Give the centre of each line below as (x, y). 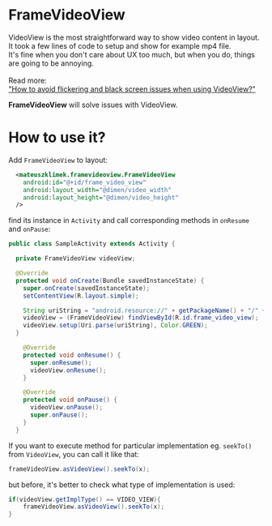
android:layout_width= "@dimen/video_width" (98, 190)
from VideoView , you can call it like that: (74, 454)
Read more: (28, 80)
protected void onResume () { (72, 355)
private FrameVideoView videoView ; (76, 259)
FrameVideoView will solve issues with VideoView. (93, 105)
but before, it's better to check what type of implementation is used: (122, 485)
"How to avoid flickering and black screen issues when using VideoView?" (132, 89)
